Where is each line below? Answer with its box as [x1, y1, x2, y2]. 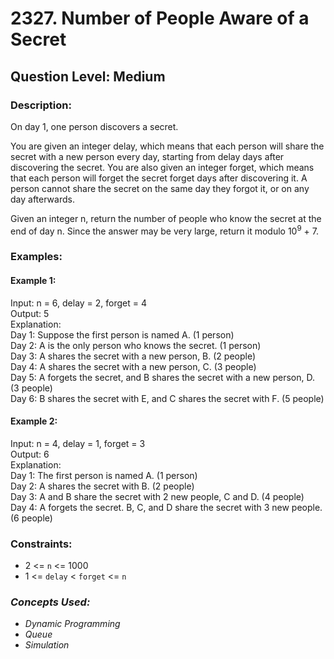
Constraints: [10, 537, 73, 551]
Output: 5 [10, 307, 50, 319]
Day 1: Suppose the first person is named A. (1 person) [10, 328, 235, 341]
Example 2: [10, 415, 58, 427]
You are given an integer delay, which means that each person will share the [10, 140, 325, 152]
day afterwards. [10, 193, 75, 205]
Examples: [10, 250, 63, 264]
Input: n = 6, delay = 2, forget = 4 [10, 297, 148, 309]
